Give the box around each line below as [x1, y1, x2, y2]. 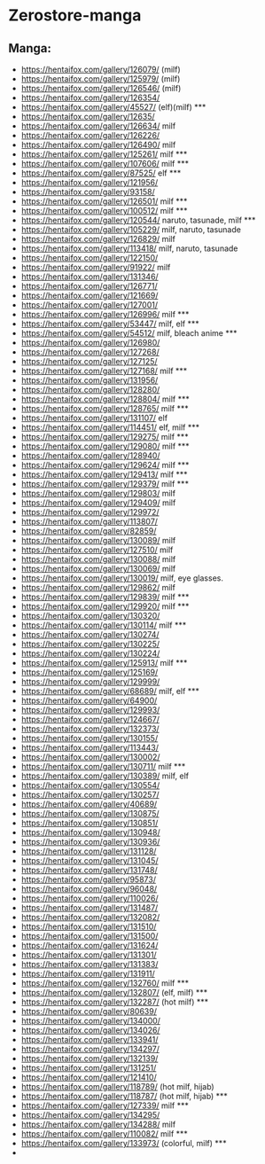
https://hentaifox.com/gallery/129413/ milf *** [20, 469, 188, 480]
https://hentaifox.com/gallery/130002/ [20, 752, 160, 762]
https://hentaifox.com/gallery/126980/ [20, 338, 160, 348]
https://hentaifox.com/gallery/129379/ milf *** [20, 479, 190, 488]
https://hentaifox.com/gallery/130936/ [20, 837, 160, 847]
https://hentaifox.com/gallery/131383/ [20, 959, 159, 969]
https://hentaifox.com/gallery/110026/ [20, 893, 159, 903]
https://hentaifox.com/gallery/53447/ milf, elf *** [20, 318, 200, 329]
